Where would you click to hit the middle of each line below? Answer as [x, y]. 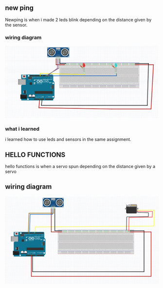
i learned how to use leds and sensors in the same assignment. [68, 139]
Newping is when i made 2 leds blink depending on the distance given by [78, 19]
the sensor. [16, 25]
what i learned [22, 129]
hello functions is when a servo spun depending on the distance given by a [80, 166]
